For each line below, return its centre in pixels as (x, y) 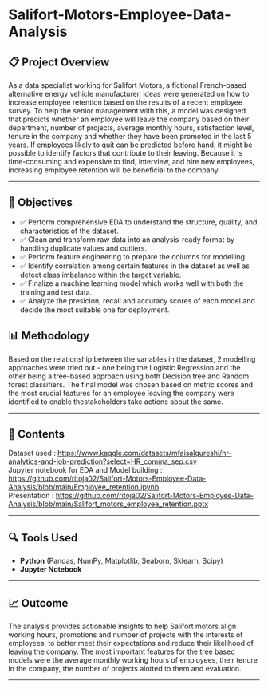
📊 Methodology (49, 336)
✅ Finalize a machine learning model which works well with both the (132, 283)
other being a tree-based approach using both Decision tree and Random (129, 376)
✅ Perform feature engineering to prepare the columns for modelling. (133, 256)
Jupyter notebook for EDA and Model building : (85, 470)
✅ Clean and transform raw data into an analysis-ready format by (127, 239)
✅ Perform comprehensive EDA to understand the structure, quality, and (138, 222)
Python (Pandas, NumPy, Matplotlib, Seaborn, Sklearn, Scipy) (121, 561)
